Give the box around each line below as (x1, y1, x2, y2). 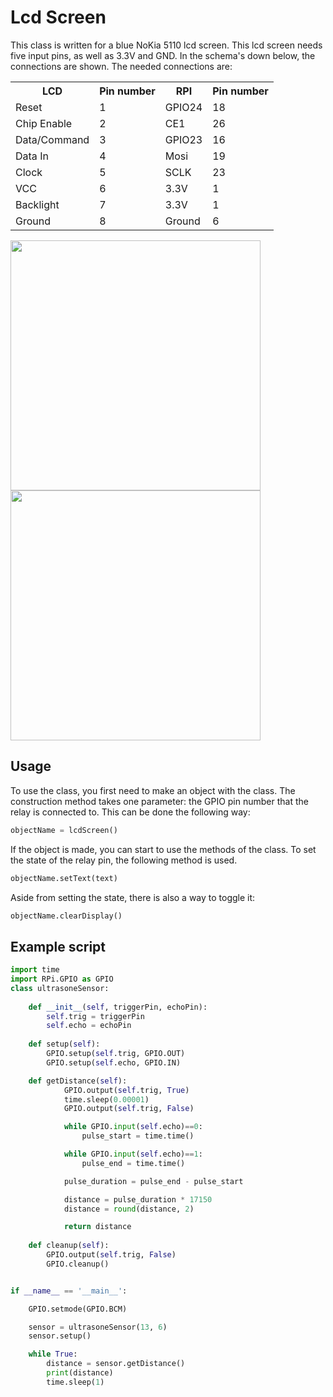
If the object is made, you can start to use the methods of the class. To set (10, 843, 317, 855)
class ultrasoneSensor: (10, 983, 110, 993)
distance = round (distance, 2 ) (63, 1204, 195, 1214)
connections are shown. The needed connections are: (10, 60, 233, 72)
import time (10, 965, 60, 975)
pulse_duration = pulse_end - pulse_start (63, 1176, 244, 1186)
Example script (10, 938, 107, 955)
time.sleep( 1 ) (46, 1377, 105, 1387)
